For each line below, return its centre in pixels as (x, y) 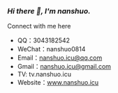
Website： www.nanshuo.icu (58, 83)
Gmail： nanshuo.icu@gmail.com (64, 67)
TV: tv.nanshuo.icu (44, 74)
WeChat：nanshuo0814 (51, 49)
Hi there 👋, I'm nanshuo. (49, 11)
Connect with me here (39, 26)
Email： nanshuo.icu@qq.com (60, 58)
